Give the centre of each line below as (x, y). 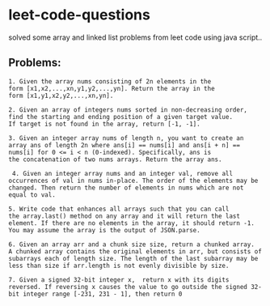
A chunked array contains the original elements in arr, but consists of (135, 251)
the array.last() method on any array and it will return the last (124, 216)
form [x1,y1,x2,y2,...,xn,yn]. (61, 96)
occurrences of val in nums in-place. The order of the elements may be (133, 181)
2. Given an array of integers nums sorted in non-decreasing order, (128, 110)
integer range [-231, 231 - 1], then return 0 (103, 294)
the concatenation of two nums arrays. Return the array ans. (115, 159)
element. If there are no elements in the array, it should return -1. (131, 223)
